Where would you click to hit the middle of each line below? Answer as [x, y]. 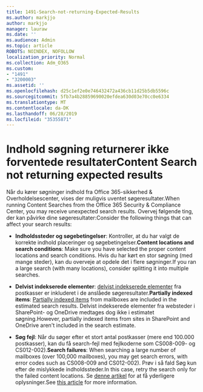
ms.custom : [20, 68]
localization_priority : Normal [46, 57]
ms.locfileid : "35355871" [39, 119]
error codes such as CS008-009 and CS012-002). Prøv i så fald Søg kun [106, 363]
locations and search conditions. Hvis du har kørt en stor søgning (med [104, 255]
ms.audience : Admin [31, 40]
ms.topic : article [29, 46]
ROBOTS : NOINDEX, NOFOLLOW [40, 52]
